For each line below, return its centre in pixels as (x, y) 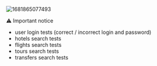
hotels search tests (38, 38)
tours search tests (37, 51)
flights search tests (38, 45)
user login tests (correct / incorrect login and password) (83, 32)
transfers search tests (41, 57)
